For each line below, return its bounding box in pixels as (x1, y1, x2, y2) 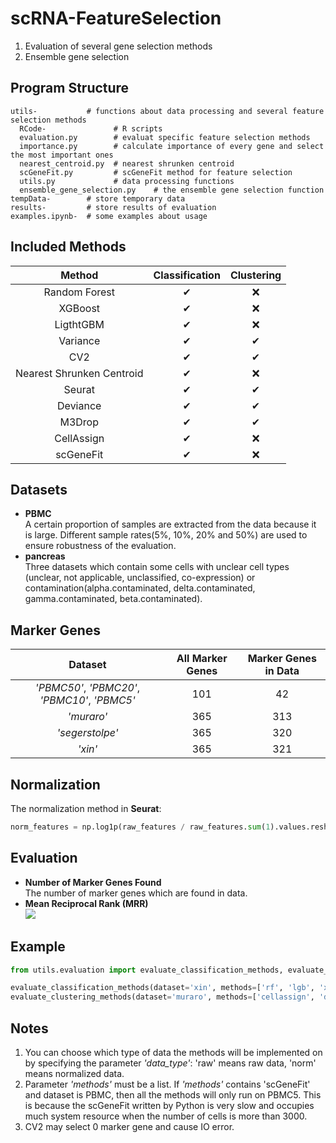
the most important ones (10, 150, 114, 160)
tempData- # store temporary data (10, 193, 186, 204)
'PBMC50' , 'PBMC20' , (34, 681, 141, 695)
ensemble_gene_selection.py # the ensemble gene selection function (19, 185, 325, 195)
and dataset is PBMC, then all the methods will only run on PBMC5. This (24, 1088, 322, 1101)
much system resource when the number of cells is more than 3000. (24, 1110, 308, 1122)
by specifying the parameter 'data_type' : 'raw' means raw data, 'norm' (24, 1057, 317, 1069)
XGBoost (58, 301, 101, 315)
